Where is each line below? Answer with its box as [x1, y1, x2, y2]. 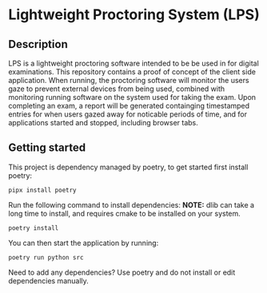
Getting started [8, 141, 86, 155]
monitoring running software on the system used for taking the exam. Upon [8, 93, 257, 101]
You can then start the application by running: [8, 238, 159, 247]
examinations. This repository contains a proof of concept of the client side [8, 67, 256, 77]
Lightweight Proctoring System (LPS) [8, 6, 260, 24]
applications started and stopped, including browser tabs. [8, 118, 198, 127]
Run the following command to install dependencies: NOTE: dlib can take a [8, 200, 254, 209]
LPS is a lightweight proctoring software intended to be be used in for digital [8, 58, 260, 68]
